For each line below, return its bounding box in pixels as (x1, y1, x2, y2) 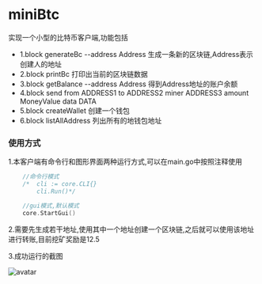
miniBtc (8, 6, 60, 24)
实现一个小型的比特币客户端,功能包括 (8, 32, 129, 42)
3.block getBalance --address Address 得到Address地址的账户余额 (19, 79, 238, 89)
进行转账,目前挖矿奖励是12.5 (8, 234, 101, 244)
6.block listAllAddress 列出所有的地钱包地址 (19, 115, 162, 125)
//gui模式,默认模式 (22, 202, 79, 210)
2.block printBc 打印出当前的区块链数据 (19, 69, 148, 78)
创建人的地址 (19, 59, 62, 69)
